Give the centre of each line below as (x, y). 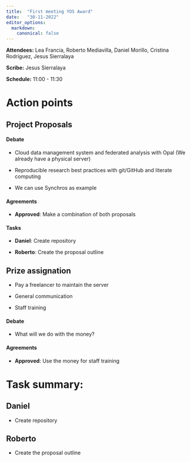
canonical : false (38, 34)
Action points (40, 103)
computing (28, 176)
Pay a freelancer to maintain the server (62, 285)
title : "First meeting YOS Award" (50, 11)
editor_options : (26, 22)
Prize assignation (39, 271)
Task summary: (45, 384)
